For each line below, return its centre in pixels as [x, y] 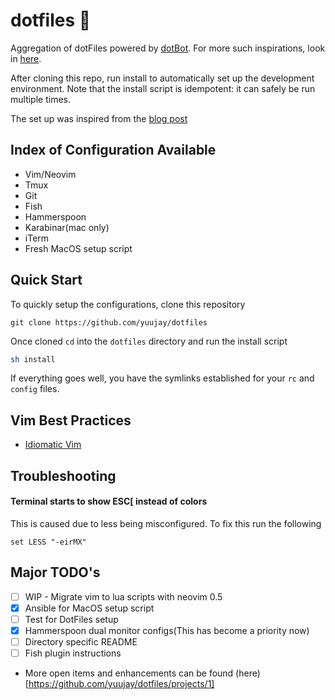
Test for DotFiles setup [71, 619]
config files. [35, 389]
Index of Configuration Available [113, 150]
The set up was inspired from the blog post [99, 118]
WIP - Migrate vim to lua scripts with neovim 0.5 [123, 596]
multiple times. [40, 99]
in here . [26, 58]
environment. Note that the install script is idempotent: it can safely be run [163, 88]
